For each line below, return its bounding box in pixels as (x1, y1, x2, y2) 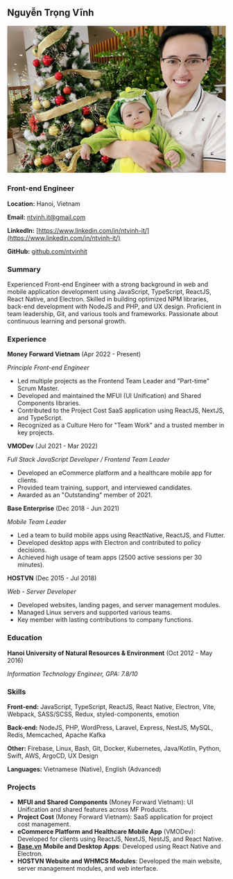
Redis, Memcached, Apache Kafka (7, 731, 106, 739)
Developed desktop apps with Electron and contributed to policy (17, 539, 201, 547)
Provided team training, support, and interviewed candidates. (17, 483, 193, 492)
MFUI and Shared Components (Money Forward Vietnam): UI (17, 798, 194, 806)
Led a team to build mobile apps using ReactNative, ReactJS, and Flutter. (17, 531, 225, 539)
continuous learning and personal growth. (7, 317, 127, 326)
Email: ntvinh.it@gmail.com (7, 213, 86, 221)
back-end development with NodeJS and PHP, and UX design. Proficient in (7, 302, 222, 311)
